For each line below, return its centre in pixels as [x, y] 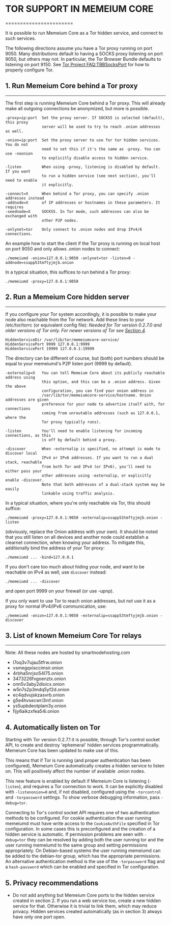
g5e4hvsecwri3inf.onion [38, 701]
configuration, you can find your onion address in [97, 391]
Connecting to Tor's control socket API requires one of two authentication [82, 813]
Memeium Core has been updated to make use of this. [62, 751]
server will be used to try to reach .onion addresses [101, 127]
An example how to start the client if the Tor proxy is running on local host [83, 243]
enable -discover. [25, 480]
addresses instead [25, 198]
